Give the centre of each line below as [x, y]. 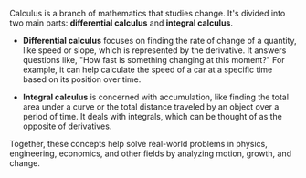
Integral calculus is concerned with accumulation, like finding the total [156, 97]
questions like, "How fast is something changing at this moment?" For [153, 60]
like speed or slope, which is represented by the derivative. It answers [154, 50]
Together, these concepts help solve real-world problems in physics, [138, 144]
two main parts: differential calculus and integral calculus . [121, 23]
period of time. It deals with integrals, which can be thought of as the [153, 116]
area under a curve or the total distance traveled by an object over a [151, 107]
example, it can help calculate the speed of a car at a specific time [148, 69]
